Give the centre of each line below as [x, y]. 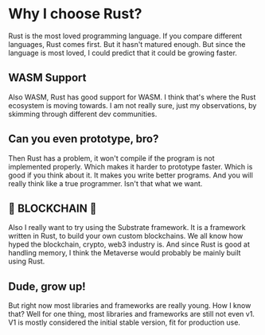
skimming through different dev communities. [83, 114]
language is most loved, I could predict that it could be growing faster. [123, 53]
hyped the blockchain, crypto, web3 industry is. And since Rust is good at [129, 244]
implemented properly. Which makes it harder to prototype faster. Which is [131, 166]
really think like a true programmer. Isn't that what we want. [105, 183]
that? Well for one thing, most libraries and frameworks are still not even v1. [131, 314]
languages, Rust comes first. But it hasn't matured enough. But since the [127, 44]
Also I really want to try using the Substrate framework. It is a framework [127, 228]
